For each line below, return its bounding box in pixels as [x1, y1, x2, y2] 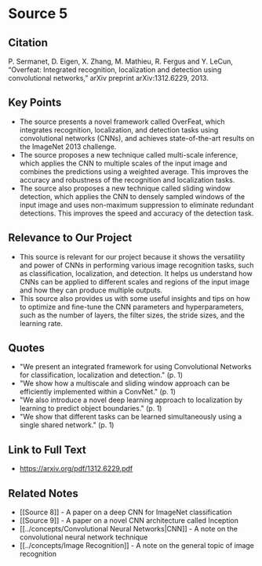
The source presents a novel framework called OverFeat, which [19, 117, 225, 126]
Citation [8, 36, 49, 49]
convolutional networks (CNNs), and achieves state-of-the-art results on [19, 133, 255, 143]
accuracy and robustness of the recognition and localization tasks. [19, 175, 235, 184]
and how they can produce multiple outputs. [19, 285, 163, 295]
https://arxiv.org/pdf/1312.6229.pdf [19, 464, 133, 473]
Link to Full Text [8, 443, 86, 456]
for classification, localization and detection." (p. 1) [19, 370, 183, 380]
